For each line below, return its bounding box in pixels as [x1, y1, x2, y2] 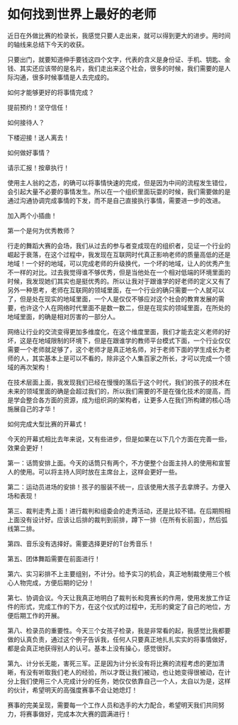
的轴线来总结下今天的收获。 [7, 40, 89, 48]
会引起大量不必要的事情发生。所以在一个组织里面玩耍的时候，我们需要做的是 [7, 187, 231, 196]
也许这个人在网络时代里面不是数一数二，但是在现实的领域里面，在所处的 [19, 303, 231, 312]
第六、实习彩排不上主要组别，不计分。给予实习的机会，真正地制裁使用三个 [7, 569, 225, 578]
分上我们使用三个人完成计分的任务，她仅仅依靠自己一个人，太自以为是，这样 [7, 677, 231, 685]
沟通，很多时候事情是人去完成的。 [13, 72, 113, 82]
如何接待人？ [7, 118, 45, 126]
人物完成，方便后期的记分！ [13, 578, 94, 587]
